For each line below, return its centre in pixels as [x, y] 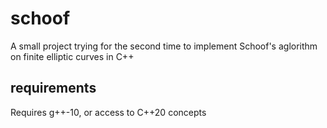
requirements [53, 88]
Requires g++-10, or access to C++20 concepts [108, 112]
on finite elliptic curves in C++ [72, 56]
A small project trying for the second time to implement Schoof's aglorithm [164, 46]
